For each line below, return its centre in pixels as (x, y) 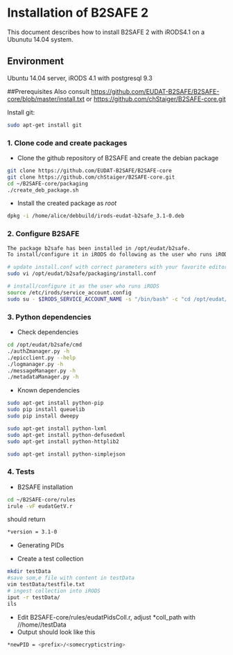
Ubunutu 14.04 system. (40, 39)
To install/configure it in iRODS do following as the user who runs (110, 255)
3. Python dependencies (49, 317)
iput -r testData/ (34, 597)
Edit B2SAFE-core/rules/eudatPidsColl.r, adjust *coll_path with (106, 617)
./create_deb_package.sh (43, 190)
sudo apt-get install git (44, 125)
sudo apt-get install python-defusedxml (67, 435)
